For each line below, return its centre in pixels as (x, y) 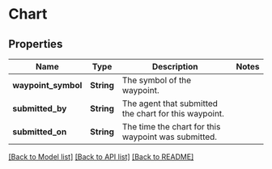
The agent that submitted (170, 104)
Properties (36, 44)
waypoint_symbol (47, 85)
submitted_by (40, 108)
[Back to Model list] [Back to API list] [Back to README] (101, 157)
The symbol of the (157, 80)
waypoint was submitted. (169, 137)
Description (175, 67)
